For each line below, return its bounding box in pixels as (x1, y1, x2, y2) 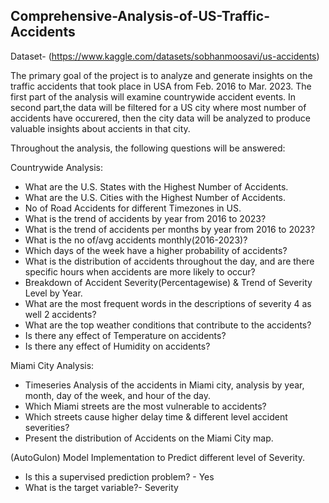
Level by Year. (24, 287, 83, 299)
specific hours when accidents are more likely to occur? (24, 265, 256, 278)
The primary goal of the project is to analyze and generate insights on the (10, 69, 313, 81)
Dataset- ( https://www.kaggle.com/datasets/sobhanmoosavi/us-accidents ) (10, 50, 320, 62)
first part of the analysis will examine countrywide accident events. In (10, 90, 297, 103)
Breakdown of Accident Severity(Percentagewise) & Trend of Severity (24, 276, 313, 288)
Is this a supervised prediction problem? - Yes (24, 470, 215, 483)
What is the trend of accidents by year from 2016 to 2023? (24, 212, 267, 224)
